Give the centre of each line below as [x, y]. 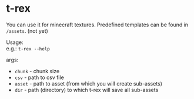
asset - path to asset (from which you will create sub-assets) [88, 83]
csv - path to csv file [39, 77]
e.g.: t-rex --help [28, 48]
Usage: [15, 42]
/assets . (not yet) [27, 30]
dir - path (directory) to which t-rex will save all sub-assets [86, 90]
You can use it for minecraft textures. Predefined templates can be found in [97, 25]
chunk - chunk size [37, 71]
